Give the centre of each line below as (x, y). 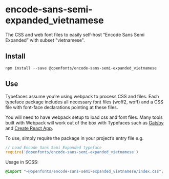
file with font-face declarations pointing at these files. (62, 107)
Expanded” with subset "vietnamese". (45, 40)
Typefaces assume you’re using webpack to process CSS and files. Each (82, 96)
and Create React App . (29, 128)
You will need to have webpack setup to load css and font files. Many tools (84, 117)
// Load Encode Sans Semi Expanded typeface (54, 148)
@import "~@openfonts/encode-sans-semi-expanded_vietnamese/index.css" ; (84, 172)
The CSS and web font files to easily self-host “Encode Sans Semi (75, 34)
